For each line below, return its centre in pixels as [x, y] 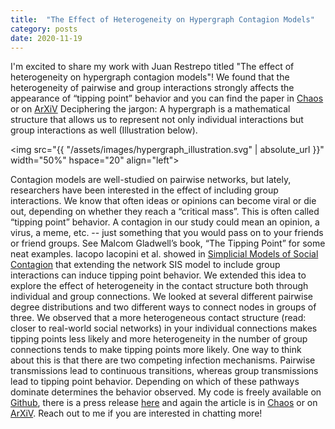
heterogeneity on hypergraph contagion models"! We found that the [150, 77]
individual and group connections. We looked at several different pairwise [162, 297]
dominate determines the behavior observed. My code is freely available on [166, 392]
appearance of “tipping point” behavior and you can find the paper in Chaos [167, 98]
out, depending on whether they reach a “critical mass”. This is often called [165, 212]
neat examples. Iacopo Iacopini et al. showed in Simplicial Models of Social [164, 254]
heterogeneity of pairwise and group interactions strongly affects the [152, 88]
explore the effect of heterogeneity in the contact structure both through [159, 286]
